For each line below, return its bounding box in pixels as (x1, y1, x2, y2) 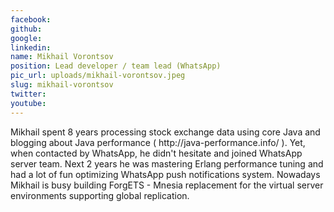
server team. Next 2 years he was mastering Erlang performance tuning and (10, 157, 324, 170)
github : (10, 24, 43, 34)
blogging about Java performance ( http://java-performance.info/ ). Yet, (10, 136, 306, 148)
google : (10, 33, 43, 43)
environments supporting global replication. (10, 189, 190, 201)
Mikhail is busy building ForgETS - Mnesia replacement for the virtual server (10, 179, 324, 191)
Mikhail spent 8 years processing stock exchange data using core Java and (10, 126, 321, 138)
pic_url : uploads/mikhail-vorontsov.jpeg (10, 71, 186, 81)
